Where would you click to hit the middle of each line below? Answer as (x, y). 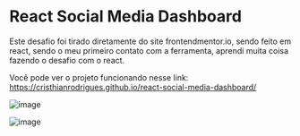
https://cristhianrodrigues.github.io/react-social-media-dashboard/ (133, 87)
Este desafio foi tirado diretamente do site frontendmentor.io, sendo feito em (150, 41)
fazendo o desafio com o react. (67, 60)
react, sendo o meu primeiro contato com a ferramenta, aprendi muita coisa (149, 50)
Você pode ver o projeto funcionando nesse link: (99, 77)
